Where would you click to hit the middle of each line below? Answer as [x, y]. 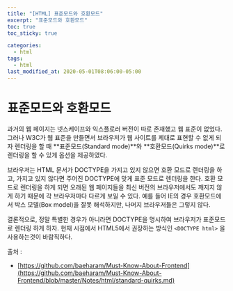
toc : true [22, 26]
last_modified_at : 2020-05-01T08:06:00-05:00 [74, 71]
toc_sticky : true [32, 33]
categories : [24, 46]
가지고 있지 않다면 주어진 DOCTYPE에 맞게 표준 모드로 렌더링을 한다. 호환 [116, 178]
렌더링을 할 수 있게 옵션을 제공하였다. [57, 155]
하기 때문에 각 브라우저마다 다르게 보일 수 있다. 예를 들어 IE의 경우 [103, 196]
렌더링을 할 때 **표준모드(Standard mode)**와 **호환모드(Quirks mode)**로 [120, 146]
